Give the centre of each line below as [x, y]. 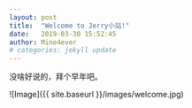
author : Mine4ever [43, 42]
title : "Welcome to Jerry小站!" [69, 26]
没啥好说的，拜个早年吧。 [56, 77]
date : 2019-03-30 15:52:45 [63, 34]
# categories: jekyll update [63, 50]
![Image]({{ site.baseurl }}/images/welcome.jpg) [96, 95]
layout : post [33, 17]
